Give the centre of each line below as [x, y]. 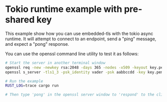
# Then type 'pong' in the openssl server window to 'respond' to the [80, 95]
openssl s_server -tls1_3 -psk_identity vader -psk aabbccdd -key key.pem [84, 72]
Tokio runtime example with [64, 9]
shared [20, 20]
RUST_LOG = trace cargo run [32, 86]
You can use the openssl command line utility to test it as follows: [72, 54]
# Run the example [24, 81]
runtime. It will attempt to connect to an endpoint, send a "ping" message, [81, 39]
